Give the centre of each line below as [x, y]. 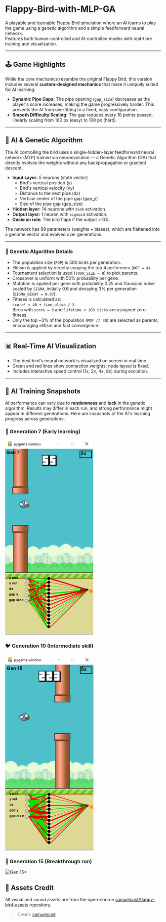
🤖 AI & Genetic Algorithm [44, 140]
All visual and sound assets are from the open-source [60, 900]
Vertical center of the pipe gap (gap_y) [59, 198]
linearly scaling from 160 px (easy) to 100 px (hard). [64, 120]
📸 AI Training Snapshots [43, 391]
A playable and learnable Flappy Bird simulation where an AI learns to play [81, 23]
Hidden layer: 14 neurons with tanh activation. [59, 209]
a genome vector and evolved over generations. [54, 234]
